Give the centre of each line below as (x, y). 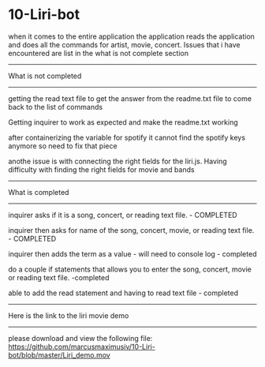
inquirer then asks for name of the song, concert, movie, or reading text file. (131, 230)
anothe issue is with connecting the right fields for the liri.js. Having (118, 161)
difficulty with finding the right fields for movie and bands (101, 169)
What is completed (39, 192)
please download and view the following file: (80, 338)
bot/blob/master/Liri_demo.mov (59, 355)
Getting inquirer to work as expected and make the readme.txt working (123, 122)
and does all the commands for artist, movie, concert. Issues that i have (124, 44)
